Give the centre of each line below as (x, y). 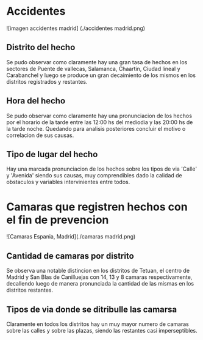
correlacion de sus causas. (40, 135)
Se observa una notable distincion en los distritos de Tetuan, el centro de (98, 271)
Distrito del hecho (41, 47)
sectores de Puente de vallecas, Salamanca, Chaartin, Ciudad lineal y (94, 68)
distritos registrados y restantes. (47, 81)
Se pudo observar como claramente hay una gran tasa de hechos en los (97, 62)
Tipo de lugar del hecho (52, 154)
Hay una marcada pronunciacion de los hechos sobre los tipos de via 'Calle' (101, 169)
